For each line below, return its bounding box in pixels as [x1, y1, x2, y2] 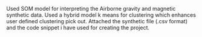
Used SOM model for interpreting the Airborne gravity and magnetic [6, 5, 176, 12]
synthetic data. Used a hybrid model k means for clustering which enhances [6, 11, 197, 18]
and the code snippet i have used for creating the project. [6, 24, 150, 31]
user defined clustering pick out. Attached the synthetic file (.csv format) [6, 18, 188, 24]
